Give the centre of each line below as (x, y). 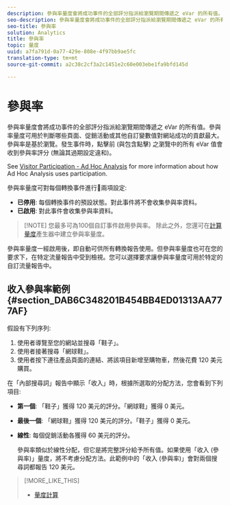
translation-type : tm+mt (42, 58)
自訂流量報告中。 (31, 265)
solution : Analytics (37, 33)
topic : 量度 (23, 45)
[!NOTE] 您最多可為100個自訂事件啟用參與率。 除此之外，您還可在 (117, 225)
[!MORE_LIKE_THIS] (52, 481)
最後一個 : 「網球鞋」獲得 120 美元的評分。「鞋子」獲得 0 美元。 (105, 421)
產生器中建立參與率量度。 (72, 234)
